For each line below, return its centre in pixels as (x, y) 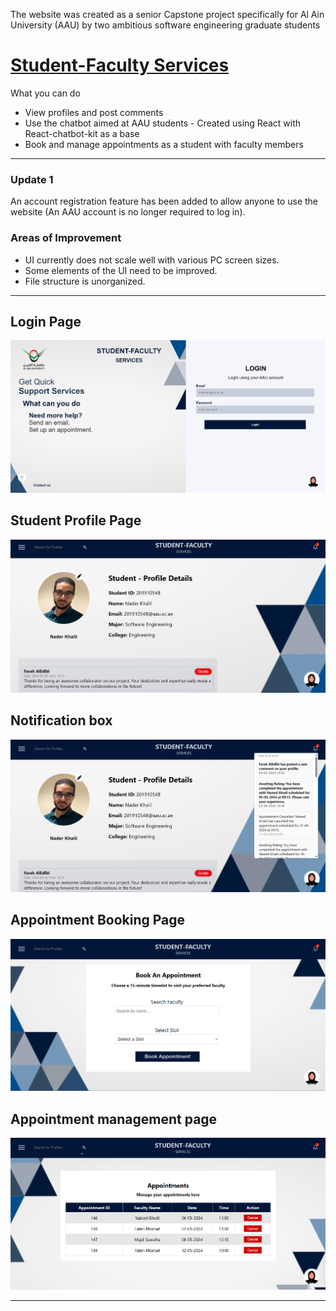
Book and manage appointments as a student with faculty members (164, 144)
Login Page (46, 321)
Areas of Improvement (66, 238)
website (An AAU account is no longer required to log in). (128, 212)
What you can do (45, 93)
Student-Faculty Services (120, 65)
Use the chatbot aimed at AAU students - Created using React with (163, 123)
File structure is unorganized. (85, 281)
